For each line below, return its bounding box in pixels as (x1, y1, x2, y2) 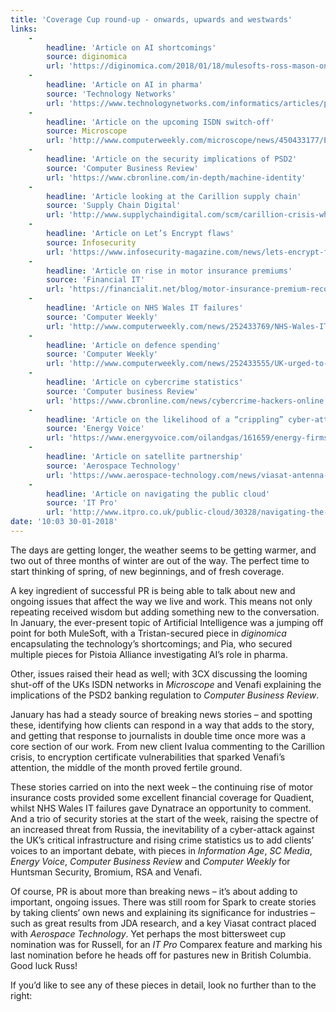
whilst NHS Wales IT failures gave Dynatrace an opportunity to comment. (10, 802, 312, 814)
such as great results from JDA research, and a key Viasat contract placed (10, 917, 317, 929)
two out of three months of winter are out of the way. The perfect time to (10, 554, 310, 566)
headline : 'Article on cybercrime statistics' (46, 377, 244, 387)
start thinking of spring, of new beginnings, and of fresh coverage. (10, 565, 285, 577)
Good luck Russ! (10, 959, 78, 971)
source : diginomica (46, 52, 128, 62)
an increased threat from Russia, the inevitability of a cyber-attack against (10, 823, 315, 835)
